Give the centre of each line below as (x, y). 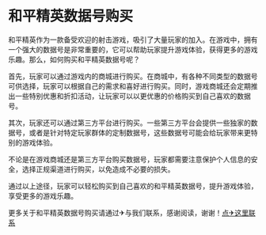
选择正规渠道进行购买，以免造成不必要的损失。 (98, 169)
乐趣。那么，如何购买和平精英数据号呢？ (74, 59)
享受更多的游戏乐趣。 (43, 195)
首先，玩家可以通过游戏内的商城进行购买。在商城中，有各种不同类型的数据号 (133, 76)
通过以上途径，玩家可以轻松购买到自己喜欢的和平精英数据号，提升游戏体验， (133, 186)
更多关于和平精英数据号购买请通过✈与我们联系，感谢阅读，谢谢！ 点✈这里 (129, 212)
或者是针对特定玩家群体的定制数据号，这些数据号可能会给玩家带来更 (140, 132)
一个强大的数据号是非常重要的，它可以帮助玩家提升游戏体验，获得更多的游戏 (133, 49)
